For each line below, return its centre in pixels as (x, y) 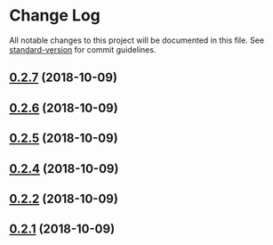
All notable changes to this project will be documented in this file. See (137, 40)
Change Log (55, 16)
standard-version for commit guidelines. (83, 49)
